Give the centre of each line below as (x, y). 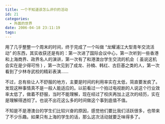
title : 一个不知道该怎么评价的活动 (37, 10)
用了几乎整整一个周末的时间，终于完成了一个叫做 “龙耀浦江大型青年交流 (78, 47)
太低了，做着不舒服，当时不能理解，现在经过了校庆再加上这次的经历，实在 (84, 94)
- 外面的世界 (21, 23)
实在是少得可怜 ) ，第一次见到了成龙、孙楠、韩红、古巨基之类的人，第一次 (84, 65)
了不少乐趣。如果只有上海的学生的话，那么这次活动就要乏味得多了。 (74, 117)
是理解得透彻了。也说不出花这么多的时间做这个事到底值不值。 (68, 100)
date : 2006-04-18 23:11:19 (33, 28)
